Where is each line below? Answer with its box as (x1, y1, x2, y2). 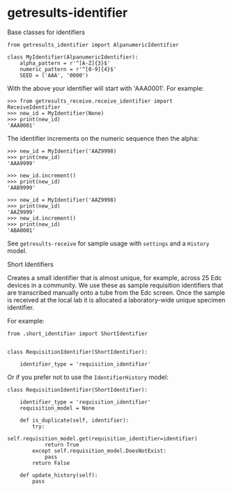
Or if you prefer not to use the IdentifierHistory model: (7, 373, 169, 381)
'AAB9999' (7, 184, 36, 191)
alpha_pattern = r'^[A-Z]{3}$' (20, 59, 111, 67)
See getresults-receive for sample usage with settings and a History (7, 239, 210, 247)
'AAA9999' (7, 160, 36, 167)
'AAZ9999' (7, 208, 36, 215)
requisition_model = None (20, 404, 95, 412)
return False (32, 459, 70, 466)
